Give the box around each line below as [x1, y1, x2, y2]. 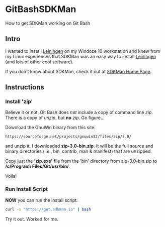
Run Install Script [5, 186, 48, 193]
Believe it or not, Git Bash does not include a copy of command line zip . [5, 109, 153, 116]
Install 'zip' [5, 98, 33, 105]
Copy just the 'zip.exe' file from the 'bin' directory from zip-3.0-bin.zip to [5, 158, 157, 164]
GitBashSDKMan [5, 4, 76, 15]
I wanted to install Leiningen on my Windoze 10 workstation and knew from [5, 48, 160, 54]
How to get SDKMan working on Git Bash [5, 20, 91, 26]
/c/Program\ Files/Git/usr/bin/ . [5, 163, 70, 169]
